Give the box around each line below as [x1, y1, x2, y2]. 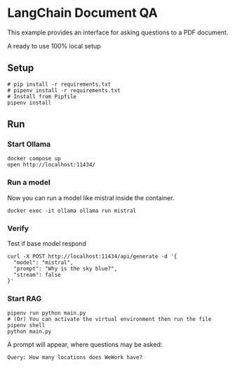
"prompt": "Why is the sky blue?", [13, 265, 118, 272]
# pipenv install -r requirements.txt [7, 86, 121, 94]
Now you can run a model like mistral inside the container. [7, 193, 175, 202]
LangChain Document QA [7, 5, 158, 21]
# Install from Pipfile [7, 93, 77, 100]
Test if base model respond [7, 239, 86, 248]
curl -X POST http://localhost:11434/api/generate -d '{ [7, 253, 177, 261]
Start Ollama [7, 139, 51, 149]
